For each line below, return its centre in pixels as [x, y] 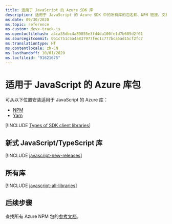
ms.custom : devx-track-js [33, 29]
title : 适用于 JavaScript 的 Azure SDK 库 [49, 10]
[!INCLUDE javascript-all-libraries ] [41, 186]
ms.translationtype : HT [31, 44]
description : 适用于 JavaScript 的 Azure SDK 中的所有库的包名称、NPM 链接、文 [85, 15]
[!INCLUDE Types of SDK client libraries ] [48, 126]
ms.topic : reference [27, 24]
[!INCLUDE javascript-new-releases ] [44, 156]
